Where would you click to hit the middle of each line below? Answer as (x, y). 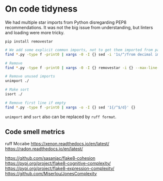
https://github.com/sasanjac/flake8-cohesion (50, 158)
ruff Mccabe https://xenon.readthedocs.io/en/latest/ (57, 143)
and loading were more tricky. (35, 32)
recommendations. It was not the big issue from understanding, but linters (79, 27)
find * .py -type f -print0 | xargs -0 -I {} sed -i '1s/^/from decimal (79, 54)
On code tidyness (41, 9)
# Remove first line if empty (36, 103)
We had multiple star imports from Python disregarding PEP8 (66, 22)
